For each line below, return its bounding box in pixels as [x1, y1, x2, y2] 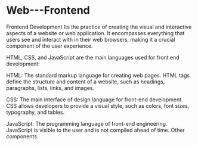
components [6, 132, 38, 140]
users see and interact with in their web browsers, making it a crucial [6, 36, 175, 43]
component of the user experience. [6, 42, 94, 49]
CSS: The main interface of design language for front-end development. [6, 96, 183, 103]
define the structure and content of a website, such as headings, [6, 78, 165, 85]
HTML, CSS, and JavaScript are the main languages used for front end [6, 54, 180, 61]
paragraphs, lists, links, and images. [6, 84, 95, 91]
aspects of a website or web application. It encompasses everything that [6, 29, 185, 36]
